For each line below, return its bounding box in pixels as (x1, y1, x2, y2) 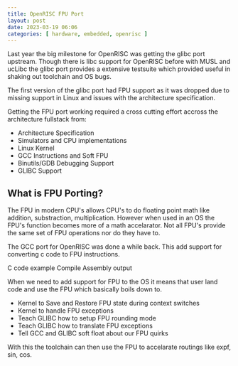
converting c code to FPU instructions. (7, 250, 121, 259)
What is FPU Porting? (7, 187, 104, 199)
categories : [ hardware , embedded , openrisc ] (7, 30, 148, 38)
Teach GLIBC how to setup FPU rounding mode (17, 314, 156, 323)
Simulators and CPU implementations (17, 136, 127, 145)
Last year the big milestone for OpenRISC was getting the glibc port (7, 50, 205, 58)
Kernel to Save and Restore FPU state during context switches (17, 299, 200, 308)
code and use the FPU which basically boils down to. (7, 285, 162, 294)
